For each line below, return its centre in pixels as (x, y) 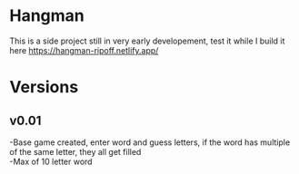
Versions (44, 87)
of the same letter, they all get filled (75, 151)
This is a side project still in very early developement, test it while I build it (147, 41)
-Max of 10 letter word (51, 161)
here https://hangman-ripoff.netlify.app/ (84, 50)
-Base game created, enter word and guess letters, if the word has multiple (150, 142)
